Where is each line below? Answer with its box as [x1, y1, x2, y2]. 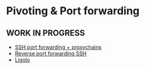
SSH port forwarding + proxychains [14, 43, 102, 51]
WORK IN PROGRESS [6, 28, 85, 38]
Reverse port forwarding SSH [14, 50, 87, 57]
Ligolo [14, 57, 30, 63]
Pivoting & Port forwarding [6, 4, 140, 18]
